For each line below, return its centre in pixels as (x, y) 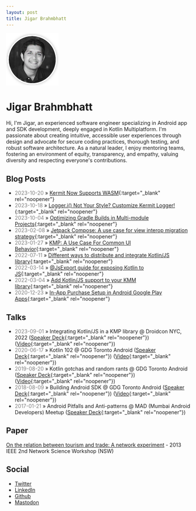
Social (18, 470)
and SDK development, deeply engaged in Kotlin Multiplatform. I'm (86, 130)
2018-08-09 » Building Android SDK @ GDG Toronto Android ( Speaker (99, 387)
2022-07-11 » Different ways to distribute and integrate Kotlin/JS (92, 255)
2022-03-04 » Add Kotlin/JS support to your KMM (75, 280)
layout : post (22, 12)
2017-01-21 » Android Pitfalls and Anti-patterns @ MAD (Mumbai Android (102, 406)
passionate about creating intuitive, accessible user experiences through (94, 135)
